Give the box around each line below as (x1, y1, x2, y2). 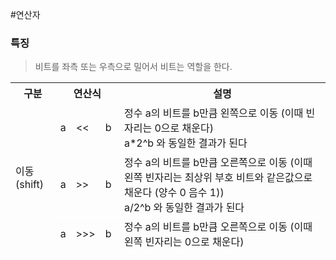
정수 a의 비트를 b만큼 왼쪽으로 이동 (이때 (123, 106, 304, 120)
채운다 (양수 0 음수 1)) (123, 186, 225, 200)
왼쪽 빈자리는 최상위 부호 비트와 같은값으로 (123, 171, 313, 185)
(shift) (15, 178, 44, 192)
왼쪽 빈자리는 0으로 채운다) (123, 235, 245, 249)
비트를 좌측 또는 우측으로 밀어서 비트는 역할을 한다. (34, 61, 233, 73)
